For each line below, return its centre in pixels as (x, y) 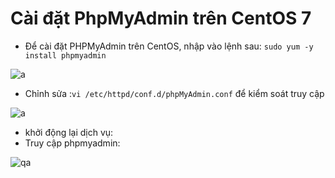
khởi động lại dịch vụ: (69, 132)
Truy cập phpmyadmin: (72, 143)
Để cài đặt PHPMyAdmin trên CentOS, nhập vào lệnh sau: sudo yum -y (169, 46)
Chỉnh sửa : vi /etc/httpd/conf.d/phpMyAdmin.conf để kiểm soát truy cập (174, 93)
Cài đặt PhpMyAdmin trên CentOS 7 (161, 18)
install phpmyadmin (65, 55)
